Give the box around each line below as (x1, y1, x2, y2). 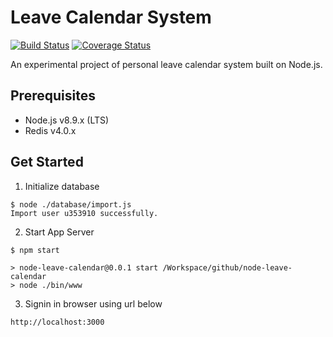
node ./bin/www (19, 280, 83, 290)
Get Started (10, 154, 84, 171)
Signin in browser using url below (24, 297, 163, 310)
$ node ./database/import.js (10, 199, 132, 210)
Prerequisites (10, 87, 96, 105)
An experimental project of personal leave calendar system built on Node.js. (10, 58, 323, 70)
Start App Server (24, 226, 95, 238)
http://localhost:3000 (10, 317, 105, 327)
